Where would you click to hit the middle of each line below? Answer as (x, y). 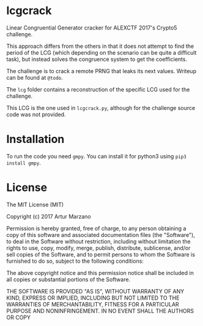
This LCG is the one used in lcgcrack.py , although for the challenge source (101, 107)
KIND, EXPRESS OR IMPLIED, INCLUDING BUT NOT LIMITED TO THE (93, 298)
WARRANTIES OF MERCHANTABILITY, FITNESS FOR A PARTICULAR (93, 304)
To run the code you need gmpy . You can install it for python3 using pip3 (96, 156)
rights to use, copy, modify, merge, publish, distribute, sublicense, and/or (98, 248)
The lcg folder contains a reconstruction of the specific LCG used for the (98, 89)
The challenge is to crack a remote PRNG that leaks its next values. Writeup (102, 71)
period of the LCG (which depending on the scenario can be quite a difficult (102, 52)
